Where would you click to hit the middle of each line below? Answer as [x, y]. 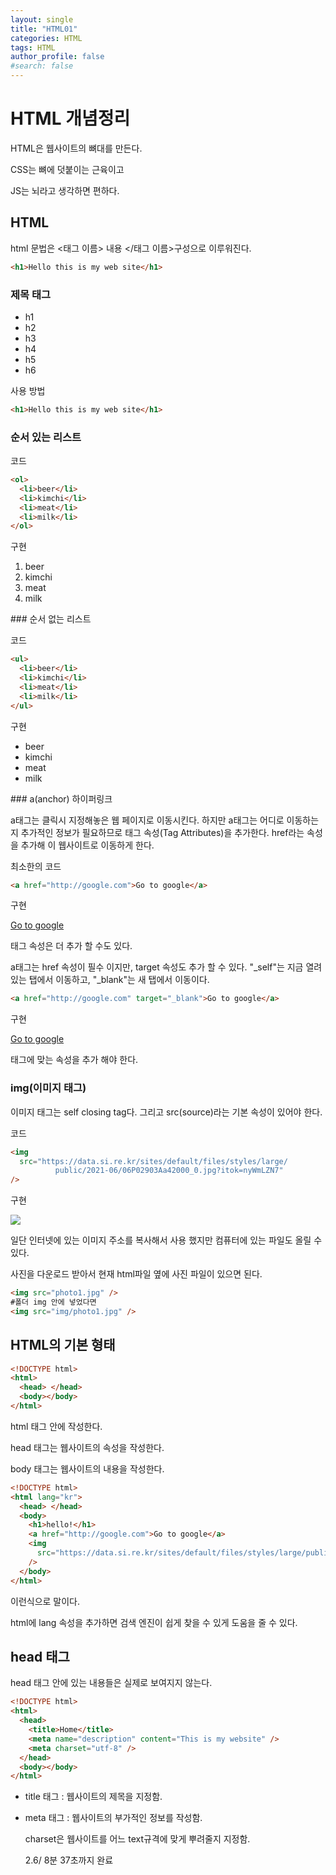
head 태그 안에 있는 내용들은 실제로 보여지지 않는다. [111, 1683]
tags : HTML [33, 47]
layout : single [42, 19]
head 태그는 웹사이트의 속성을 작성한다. [87, 1447]
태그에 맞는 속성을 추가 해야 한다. [74, 1060]
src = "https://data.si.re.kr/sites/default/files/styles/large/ [153, 1161]
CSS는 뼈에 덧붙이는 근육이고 [67, 169]
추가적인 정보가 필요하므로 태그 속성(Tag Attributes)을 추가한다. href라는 [162, 832]
